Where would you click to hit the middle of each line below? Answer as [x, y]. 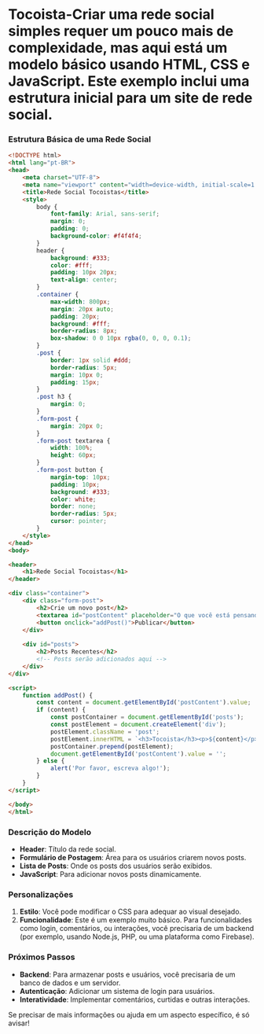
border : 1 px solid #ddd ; [91, 360]
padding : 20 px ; [75, 316]
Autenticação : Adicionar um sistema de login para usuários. [117, 991]
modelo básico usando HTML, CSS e [129, 65]
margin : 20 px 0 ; [77, 426]
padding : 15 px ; [75, 382]
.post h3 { [54, 397]
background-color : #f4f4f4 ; [96, 236]
